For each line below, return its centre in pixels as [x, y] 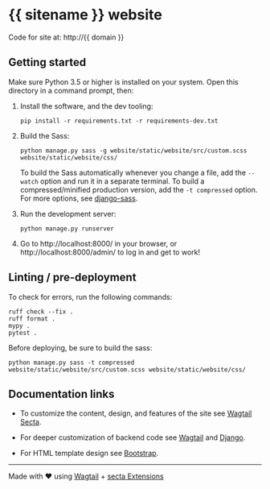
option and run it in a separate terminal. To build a [122, 181]
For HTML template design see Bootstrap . [89, 454]
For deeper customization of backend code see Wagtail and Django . [133, 437]
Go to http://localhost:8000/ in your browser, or [98, 243]
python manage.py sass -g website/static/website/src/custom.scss [133, 151]
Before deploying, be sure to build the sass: [80, 347]
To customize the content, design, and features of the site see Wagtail [136, 413]
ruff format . [32, 319]
